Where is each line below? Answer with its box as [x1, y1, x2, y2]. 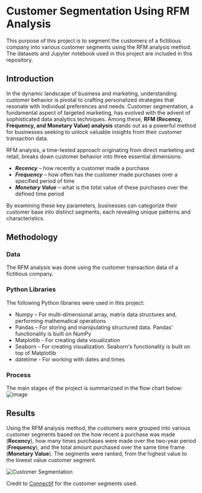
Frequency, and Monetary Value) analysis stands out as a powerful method [6, 122, 196, 129]
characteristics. [6, 214, 45, 221]
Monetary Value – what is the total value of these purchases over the [14, 183, 188, 191]
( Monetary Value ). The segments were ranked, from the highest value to [6, 450, 188, 457]
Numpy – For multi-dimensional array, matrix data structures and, [14, 311, 177, 318]
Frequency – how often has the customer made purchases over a [14, 171, 178, 178]
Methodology [6, 232, 58, 243]
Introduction [6, 74, 54, 84]
